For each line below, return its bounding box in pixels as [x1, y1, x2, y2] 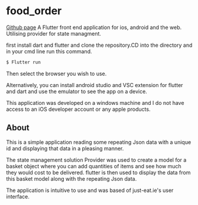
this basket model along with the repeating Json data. [6, 175, 137, 182]
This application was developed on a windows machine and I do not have [6, 99, 184, 106]
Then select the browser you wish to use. [6, 70, 107, 77]
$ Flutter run [6, 59, 41, 65]
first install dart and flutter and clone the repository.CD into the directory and [6, 41, 193, 49]
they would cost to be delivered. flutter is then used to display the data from [6, 169, 191, 176]
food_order [6, 4, 62, 18]
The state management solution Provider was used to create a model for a [6, 156, 187, 164]
